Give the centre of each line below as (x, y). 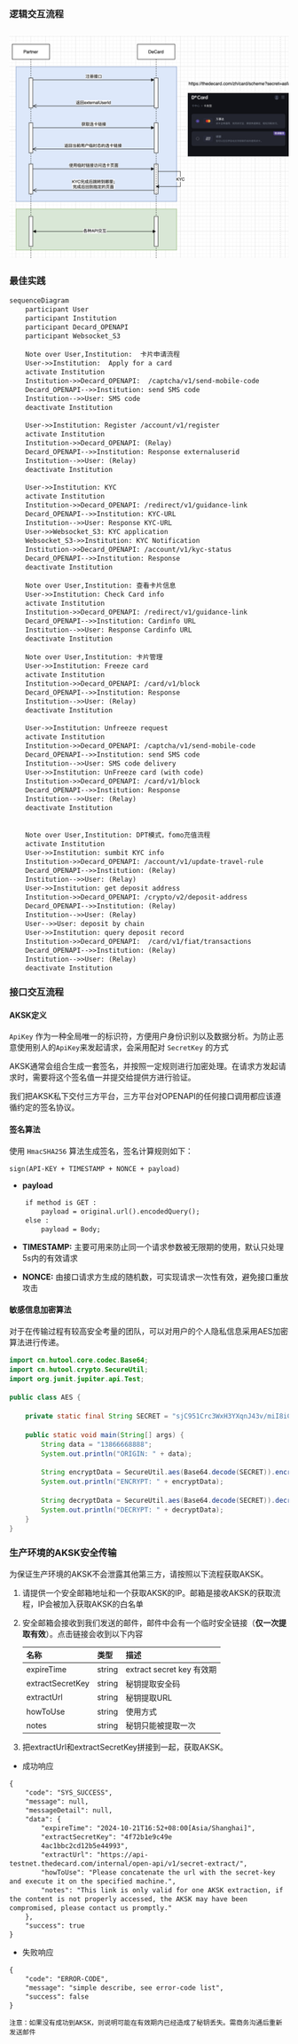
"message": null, (57, 1801)
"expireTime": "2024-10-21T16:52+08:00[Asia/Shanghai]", (148, 1828)
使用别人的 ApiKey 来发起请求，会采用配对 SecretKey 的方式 (122, 1048)
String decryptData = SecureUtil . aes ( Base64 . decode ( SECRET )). (158, 1500)
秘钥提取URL (149, 1697)
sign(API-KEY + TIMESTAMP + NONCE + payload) (94, 1168)
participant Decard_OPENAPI (77, 327)
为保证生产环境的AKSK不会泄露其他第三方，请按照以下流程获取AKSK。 (139, 1574)
